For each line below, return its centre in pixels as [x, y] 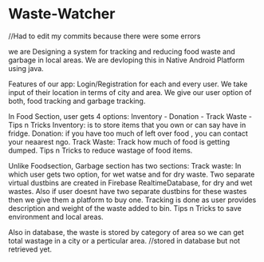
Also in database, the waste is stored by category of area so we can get [126, 232]
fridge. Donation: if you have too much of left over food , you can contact [128, 133]
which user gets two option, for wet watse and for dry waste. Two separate [132, 174]
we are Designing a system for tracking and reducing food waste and [122, 51]
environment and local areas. [56, 216]
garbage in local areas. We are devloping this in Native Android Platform [126, 60]
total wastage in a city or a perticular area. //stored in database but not [124, 240]
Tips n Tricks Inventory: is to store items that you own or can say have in [127, 125]
